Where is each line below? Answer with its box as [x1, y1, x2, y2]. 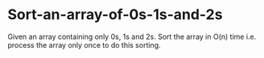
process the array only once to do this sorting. [7, 40, 162, 49]
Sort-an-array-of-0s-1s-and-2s [7, 6, 223, 24]
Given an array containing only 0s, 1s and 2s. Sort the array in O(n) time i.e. [7, 32, 257, 41]
